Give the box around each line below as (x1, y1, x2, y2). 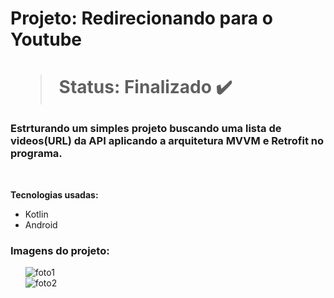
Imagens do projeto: (10, 243, 110, 257)
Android (24, 218, 58, 231)
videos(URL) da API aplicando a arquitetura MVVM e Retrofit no (10, 134, 325, 148)
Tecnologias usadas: (10, 188, 99, 201)
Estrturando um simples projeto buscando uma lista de (10, 122, 282, 136)
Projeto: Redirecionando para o (10, 7, 273, 30)
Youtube (10, 28, 83, 51)
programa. (10, 147, 63, 161)
